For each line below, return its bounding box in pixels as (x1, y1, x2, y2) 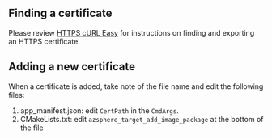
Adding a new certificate (8, 60, 136, 74)
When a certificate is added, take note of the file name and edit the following (8, 81, 264, 91)
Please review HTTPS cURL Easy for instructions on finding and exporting (8, 27, 255, 37)
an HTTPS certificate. (8, 36, 81, 46)
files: (8, 90, 25, 99)
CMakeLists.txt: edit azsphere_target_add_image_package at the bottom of (19, 114, 265, 124)
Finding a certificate (8, 6, 113, 20)
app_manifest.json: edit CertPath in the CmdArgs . (19, 105, 180, 116)
